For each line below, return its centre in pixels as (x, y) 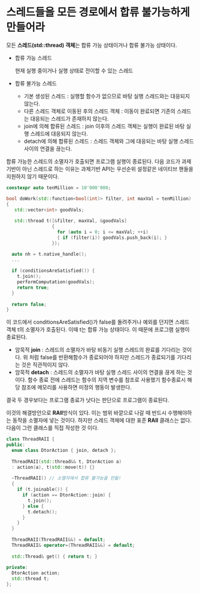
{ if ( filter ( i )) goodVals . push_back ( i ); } (112, 238)
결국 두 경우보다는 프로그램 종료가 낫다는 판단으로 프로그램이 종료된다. (88, 400)
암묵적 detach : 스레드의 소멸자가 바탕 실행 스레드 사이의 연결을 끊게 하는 (100, 372)
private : (17, 568)
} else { (33, 506)
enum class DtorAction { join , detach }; (64, 451)
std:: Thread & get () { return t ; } (54, 556)
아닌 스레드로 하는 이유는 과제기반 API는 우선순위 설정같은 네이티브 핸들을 (107, 169)
